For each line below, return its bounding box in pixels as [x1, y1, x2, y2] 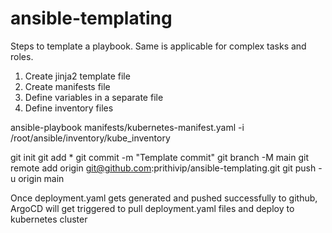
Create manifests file [24, 80, 111, 92]
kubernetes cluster [10, 213, 88, 225]
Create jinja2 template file [24, 70, 131, 82]
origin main [18, 172, 65, 184]
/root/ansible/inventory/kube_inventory [10, 132, 171, 144]
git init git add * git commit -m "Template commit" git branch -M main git [10, 151, 310, 163]
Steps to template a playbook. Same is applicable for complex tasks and [10, 40, 307, 52]
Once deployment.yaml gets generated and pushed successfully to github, [10, 192, 318, 204]
